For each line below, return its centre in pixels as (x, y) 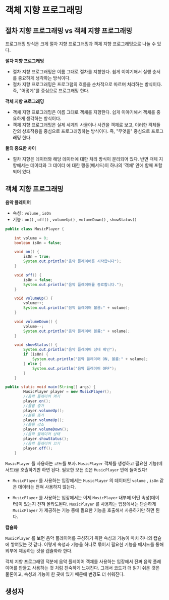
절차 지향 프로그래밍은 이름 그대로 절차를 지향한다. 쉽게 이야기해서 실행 (82, 72)
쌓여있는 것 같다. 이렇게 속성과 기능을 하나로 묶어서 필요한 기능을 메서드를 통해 (87, 544)
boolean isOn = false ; (38, 243)
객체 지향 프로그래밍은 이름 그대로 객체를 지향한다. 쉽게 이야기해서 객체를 (84, 112)
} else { (33, 364)
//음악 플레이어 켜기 (42, 396)
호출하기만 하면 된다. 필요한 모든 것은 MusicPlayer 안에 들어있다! (83, 469)
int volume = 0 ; (32, 238)
